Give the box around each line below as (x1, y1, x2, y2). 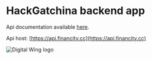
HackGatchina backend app (6, 4, 145, 18)
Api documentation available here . (6, 23, 90, 30)
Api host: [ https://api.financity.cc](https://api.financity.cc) (6, 34, 147, 41)
